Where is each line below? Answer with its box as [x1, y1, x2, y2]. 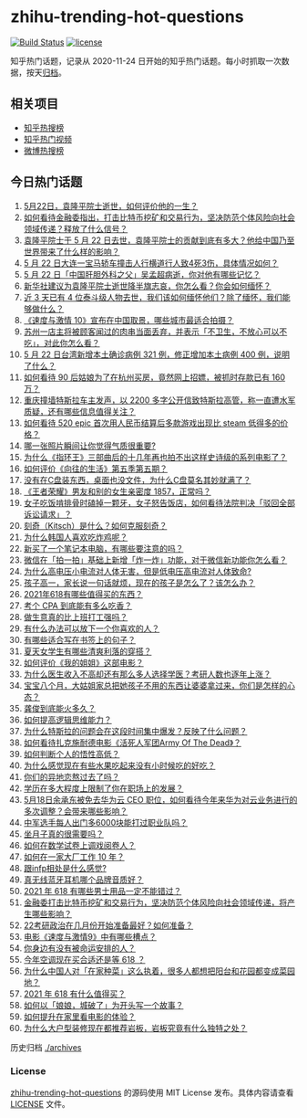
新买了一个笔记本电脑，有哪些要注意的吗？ [23, 543, 184, 554]
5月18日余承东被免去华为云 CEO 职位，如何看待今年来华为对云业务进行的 [23, 794, 298, 805]
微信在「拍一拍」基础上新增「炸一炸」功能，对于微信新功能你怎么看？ [23, 554, 288, 565]
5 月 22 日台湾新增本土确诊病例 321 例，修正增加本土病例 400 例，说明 [23, 349, 291, 360]
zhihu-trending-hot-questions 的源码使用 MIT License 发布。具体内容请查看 [10, 1087, 294, 1098]
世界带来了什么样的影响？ [23, 246, 120, 257]
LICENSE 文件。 [10, 1098, 71, 1109]
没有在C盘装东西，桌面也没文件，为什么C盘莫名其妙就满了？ [23, 474, 251, 485]
